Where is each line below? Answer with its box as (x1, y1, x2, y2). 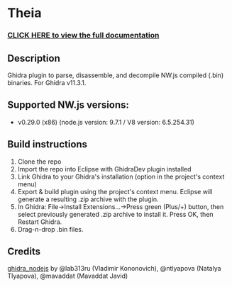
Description (7, 52, 60, 64)
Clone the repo (17, 157, 62, 166)
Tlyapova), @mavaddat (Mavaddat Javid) (7, 271, 128, 281)
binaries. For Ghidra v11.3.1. (7, 78, 87, 86)
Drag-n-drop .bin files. (17, 225, 84, 233)
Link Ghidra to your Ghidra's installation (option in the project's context (17, 172, 225, 181)
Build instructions (7, 138, 87, 150)
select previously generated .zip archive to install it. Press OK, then (17, 210, 214, 218)
